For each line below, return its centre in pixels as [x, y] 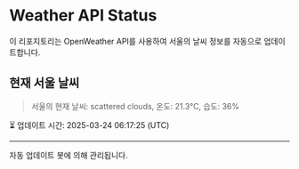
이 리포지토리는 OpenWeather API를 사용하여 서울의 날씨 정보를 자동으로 [136, 41]
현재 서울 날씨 [44, 83]
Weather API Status [83, 16]
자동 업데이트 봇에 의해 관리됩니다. [69, 155]
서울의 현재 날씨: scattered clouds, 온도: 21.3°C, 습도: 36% [135, 106]
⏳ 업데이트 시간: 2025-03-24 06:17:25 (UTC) [89, 125]
